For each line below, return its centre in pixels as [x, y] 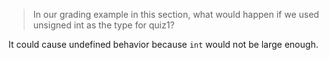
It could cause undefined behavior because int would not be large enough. [163, 44]
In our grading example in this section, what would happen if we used [176, 14]
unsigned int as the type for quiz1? [103, 25]
